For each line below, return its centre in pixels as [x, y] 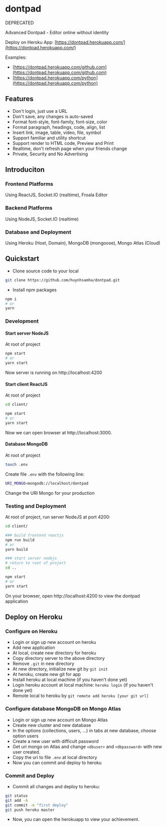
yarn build [17, 549]
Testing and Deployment [36, 506]
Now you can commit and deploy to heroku [57, 763]
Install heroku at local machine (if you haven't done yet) [70, 680]
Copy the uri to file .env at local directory [55, 757]
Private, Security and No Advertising [50, 154]
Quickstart [22, 259]
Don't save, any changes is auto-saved [53, 116]
